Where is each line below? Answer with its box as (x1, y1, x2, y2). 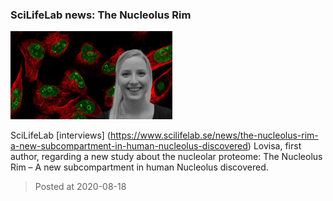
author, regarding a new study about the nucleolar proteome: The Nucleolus (10, 151, 323, 163)
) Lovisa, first (247, 140, 302, 152)
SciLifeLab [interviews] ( (10, 129, 111, 142)
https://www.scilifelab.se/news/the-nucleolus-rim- (109, 129, 319, 142)
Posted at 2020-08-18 (34, 181, 127, 193)
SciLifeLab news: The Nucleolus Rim (10, 8, 192, 22)
